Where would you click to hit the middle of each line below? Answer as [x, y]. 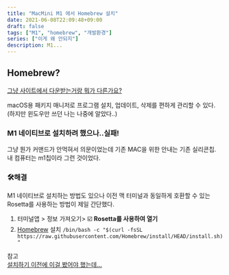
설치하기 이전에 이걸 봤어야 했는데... [55, 265]
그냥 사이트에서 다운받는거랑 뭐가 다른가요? [64, 91]
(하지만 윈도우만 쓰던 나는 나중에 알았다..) [62, 113]
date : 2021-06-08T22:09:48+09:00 [55, 20]
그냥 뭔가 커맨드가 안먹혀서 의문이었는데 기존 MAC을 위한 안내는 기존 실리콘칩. [112, 150]
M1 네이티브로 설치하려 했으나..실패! [63, 133]
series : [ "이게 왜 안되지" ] [43, 39]
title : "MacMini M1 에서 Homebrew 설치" [63, 13]
